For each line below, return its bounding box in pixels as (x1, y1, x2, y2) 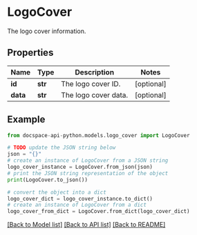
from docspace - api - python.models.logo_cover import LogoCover (7, 132, 190, 139)
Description (75, 67, 115, 76)
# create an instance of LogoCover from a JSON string (7, 157, 169, 164)
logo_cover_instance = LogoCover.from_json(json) (7, 163, 153, 171)
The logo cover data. (61, 90, 129, 100)
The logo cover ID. (61, 79, 121, 88)
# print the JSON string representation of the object (7, 170, 169, 176)
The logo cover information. (7, 27, 86, 35)
